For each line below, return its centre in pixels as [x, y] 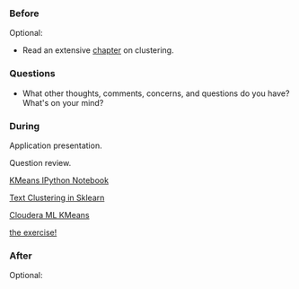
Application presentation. [56, 145]
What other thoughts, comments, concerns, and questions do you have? [156, 93]
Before [24, 13]
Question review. [40, 162]
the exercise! [33, 232]
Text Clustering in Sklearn [57, 197]
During [25, 126]
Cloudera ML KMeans [49, 215]
